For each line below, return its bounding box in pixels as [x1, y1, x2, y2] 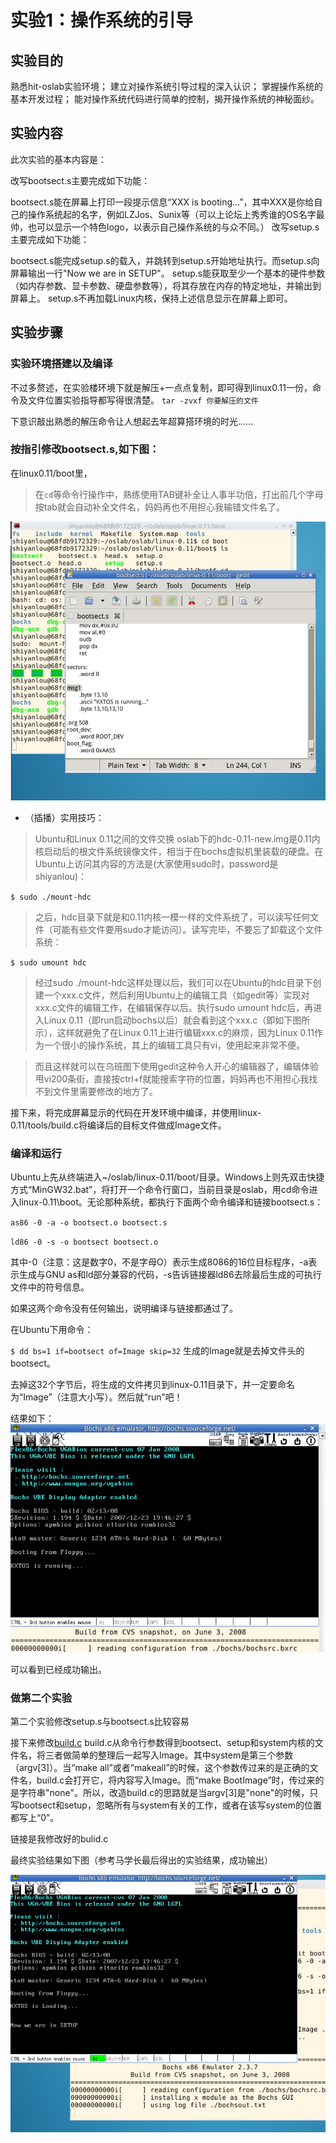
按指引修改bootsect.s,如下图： [10, 442, 160, 456]
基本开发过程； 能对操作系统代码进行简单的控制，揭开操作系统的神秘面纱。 [10, 93, 320, 105]
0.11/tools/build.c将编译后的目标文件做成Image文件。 [10, 1119, 227, 1131]
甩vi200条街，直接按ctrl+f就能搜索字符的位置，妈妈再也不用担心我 [34, 1073, 310, 1085]
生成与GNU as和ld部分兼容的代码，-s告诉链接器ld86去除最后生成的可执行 [18, 1269, 322, 1281]
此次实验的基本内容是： [10, 153, 107, 165]
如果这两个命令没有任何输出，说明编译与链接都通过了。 [10, 1302, 238, 1315]
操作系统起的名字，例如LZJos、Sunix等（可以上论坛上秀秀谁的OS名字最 [27, 208, 325, 220]
